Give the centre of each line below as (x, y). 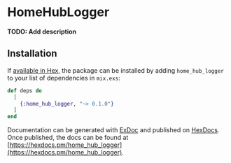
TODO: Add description (42, 31)
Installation (32, 54)
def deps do (24, 91)
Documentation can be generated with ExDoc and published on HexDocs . (113, 130)
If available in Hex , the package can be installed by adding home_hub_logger (115, 70)
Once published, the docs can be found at (68, 138)
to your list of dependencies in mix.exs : (64, 78)
